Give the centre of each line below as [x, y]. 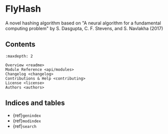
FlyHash [23, 9]
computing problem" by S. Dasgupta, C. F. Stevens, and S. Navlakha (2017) [84, 28]
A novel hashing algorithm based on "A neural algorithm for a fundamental [83, 23]
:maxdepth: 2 [19, 56]
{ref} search [25, 126]
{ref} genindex [27, 115]
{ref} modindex [27, 121]
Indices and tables [35, 103]
